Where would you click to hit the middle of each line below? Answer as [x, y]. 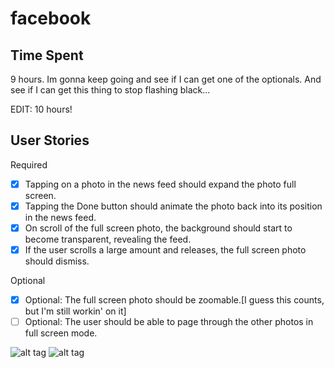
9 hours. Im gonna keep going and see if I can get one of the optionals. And [166, 79]
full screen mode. [61, 333]
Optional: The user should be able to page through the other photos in [169, 322]
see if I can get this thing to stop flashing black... [110, 90]
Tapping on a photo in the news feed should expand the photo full [160, 184]
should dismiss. [57, 261]
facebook [51, 18]
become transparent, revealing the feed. [108, 239]
